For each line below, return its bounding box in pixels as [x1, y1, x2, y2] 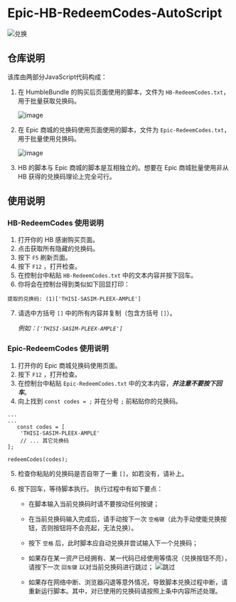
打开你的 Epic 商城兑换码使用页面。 [17, 361, 122, 369]
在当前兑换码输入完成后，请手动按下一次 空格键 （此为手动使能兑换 [28, 514, 221, 523]
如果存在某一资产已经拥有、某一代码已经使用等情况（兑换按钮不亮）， [28, 554, 231, 562]
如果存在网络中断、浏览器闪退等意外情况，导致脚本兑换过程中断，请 [28, 578, 228, 586]
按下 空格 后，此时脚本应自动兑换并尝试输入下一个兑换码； [28, 539, 199, 547]
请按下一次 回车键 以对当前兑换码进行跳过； [28, 562, 154, 571]
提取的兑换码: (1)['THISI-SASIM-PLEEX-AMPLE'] [7, 295, 141, 303]
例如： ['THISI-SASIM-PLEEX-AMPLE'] [17, 324, 123, 332]
